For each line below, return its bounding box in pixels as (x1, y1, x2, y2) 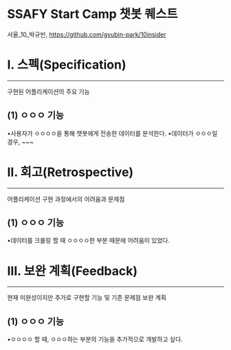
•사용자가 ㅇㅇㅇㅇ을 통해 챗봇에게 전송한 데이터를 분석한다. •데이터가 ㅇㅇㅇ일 (7, 129, 218, 138)
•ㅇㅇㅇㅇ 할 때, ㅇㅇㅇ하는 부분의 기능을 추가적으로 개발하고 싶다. (7, 335, 184, 344)
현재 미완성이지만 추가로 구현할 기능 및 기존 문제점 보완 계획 (7, 294, 167, 302)
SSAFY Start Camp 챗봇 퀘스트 (7, 6, 178, 22)
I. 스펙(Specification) (7, 57, 126, 73)
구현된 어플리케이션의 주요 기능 (7, 87, 91, 96)
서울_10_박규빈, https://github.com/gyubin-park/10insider (7, 30, 166, 39)
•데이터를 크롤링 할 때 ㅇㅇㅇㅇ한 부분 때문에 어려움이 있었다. (7, 237, 170, 245)
